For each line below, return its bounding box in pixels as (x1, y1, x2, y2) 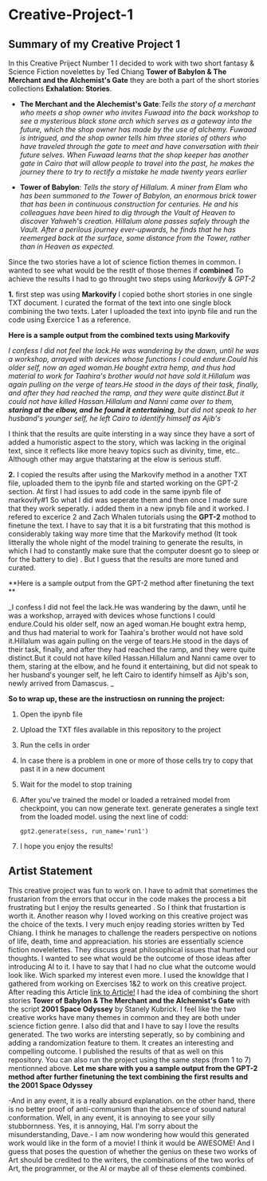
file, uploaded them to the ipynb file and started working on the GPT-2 (8, 478, 238, 488)
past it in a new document (19, 764, 105, 774)
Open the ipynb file (19, 709, 83, 719)
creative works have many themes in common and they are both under (8, 1012, 241, 1022)
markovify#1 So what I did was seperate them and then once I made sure (8, 496, 248, 504)
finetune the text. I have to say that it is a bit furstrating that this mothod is (8, 520, 251, 530)
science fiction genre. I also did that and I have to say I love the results (8, 1021, 239, 1030)
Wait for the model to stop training (19, 779, 132, 789)
